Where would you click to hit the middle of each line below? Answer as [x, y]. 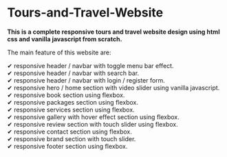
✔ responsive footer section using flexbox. [67, 146]
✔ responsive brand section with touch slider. [72, 138]
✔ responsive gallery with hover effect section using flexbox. [94, 117]
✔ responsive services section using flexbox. [71, 109]
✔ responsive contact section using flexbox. [70, 132]
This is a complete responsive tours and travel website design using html [113, 32]
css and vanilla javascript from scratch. [65, 39]
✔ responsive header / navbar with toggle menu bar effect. [90, 65]
